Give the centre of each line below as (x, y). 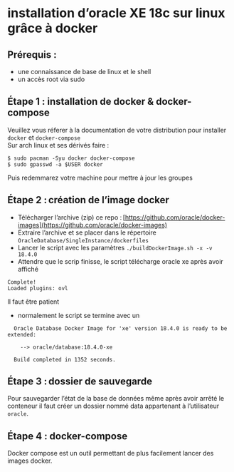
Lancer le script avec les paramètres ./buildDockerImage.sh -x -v (115, 247)
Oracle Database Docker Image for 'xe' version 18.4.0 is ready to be (121, 328)
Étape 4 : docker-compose (68, 436)
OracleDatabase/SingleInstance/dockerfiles (83, 240)
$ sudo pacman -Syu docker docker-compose (71, 158)
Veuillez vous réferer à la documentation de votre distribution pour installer (117, 130)
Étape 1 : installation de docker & (81, 102)
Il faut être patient (33, 302)
